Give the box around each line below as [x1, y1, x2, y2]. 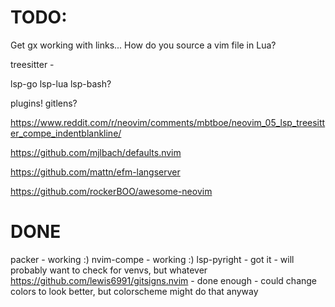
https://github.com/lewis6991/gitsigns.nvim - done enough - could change [10, 274, 318, 286]
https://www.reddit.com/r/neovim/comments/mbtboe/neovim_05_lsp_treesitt [10, 116, 326, 128]
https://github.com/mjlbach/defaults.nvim [10, 146, 182, 158]
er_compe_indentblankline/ [10, 127, 122, 139]
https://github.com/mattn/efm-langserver [10, 166, 181, 178]
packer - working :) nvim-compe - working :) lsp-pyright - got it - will [10, 253, 295, 265]
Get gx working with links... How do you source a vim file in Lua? [10, 39, 277, 51]
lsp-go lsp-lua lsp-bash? [10, 77, 112, 90]
